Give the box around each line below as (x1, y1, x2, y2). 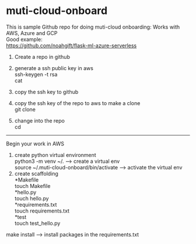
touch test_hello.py (14, 219, 61, 226)
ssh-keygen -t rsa (14, 71, 58, 78)
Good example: (6, 36, 43, 43)
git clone (14, 106, 36, 113)
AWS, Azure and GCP (6, 29, 58, 36)
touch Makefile (14, 182, 51, 189)
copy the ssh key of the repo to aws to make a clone (14, 99, 141, 106)
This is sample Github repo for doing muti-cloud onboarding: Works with (6, 23, 180, 30)
